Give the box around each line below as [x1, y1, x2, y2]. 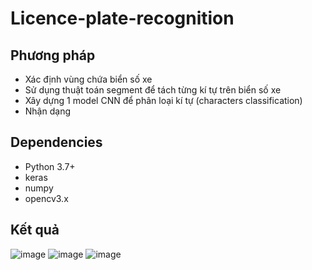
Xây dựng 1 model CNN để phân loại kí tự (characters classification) [24, 95, 303, 106]
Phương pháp [10, 47, 96, 64]
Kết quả [10, 222, 60, 239]
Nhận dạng [24, 105, 71, 117]
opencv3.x [24, 192, 69, 204]
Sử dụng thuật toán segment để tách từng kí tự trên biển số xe [24, 84, 282, 96]
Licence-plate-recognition [10, 7, 235, 30]
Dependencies [10, 134, 103, 151]
